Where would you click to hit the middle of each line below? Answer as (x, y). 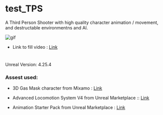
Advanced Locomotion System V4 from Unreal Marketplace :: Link (81, 98)
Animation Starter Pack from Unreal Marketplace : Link (69, 108)
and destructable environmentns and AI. (47, 27)
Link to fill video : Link (35, 47)
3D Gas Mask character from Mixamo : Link (57, 88)
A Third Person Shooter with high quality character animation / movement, (82, 22)
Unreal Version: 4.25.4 (28, 65)
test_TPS (24, 9)
